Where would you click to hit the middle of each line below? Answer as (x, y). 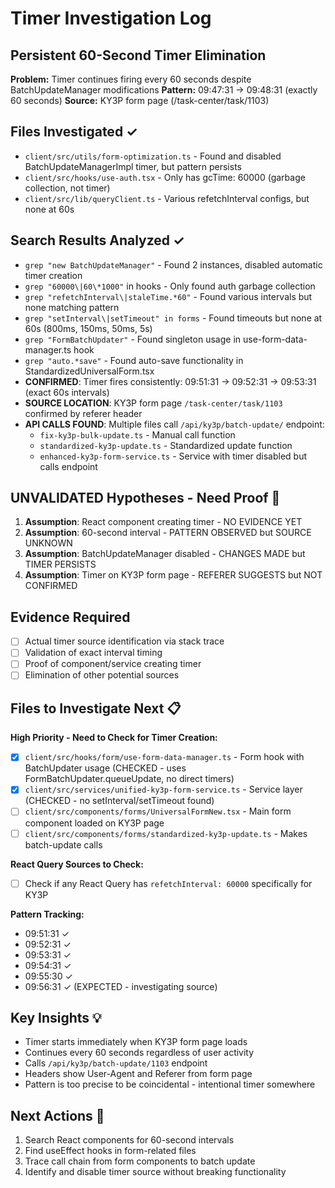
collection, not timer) (67, 188)
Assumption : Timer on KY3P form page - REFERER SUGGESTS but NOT (173, 575)
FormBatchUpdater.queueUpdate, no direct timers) (129, 779)
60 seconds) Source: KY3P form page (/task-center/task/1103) (140, 100)
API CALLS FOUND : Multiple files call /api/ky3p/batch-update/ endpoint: (174, 424)
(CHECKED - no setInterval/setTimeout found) (119, 801)
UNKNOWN (48, 543)
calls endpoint (68, 466)
